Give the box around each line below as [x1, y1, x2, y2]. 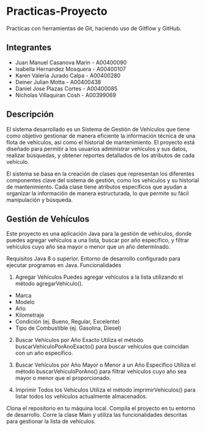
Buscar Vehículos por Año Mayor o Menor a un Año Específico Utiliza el [15, 361, 196, 369]
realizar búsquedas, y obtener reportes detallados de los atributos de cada [6, 152, 195, 159]
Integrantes [6, 42, 52, 53]
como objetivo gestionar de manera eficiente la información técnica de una [6, 132, 196, 139]
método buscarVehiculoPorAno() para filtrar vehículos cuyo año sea [15, 368, 187, 375]
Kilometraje [15, 311, 45, 319]
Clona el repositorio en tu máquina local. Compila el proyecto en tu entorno [6, 405, 196, 412]
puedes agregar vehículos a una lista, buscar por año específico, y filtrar [6, 236, 190, 244]
